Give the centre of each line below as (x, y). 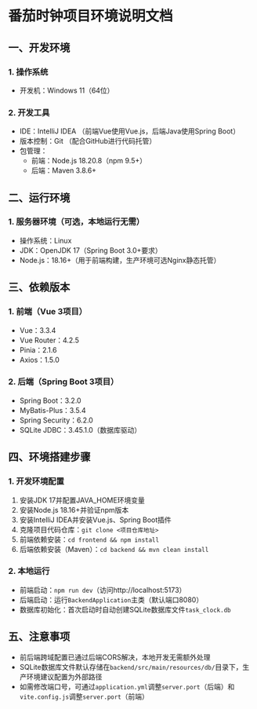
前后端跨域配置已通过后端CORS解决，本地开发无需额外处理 (115, 657)
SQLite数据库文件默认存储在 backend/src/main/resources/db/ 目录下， (131, 667)
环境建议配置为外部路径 (64, 677)
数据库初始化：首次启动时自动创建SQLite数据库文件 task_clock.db (125, 609)
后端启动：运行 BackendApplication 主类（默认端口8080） (111, 599)
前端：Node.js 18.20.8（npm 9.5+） (89, 161)
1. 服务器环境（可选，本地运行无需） (76, 222)
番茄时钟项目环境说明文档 (91, 16)
